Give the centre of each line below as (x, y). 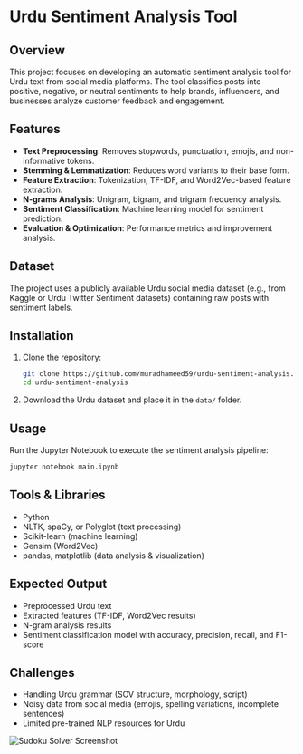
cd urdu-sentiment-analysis (75, 382)
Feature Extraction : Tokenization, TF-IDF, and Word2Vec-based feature (156, 179)
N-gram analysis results (67, 625)
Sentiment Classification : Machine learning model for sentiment (143, 208)
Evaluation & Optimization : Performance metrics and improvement (147, 227)
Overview (38, 50)
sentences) (43, 714)
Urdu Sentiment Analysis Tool (123, 17)
